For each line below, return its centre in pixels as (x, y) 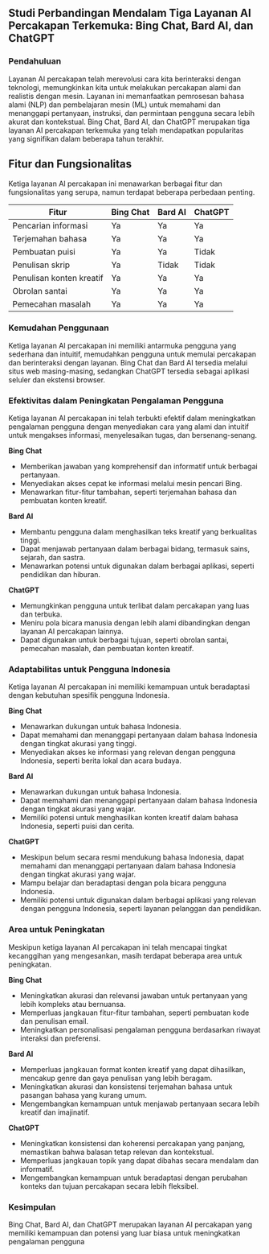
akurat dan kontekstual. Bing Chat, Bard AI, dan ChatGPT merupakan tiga (129, 122)
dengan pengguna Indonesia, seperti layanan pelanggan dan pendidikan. (141, 909)
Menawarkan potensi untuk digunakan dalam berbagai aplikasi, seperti (137, 566)
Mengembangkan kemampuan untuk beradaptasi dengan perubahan (133, 1178)
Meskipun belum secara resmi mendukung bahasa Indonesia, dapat (132, 857)
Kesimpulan (32, 1207)
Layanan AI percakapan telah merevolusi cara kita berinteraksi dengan (125, 79)
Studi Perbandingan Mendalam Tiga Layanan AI (130, 13)
